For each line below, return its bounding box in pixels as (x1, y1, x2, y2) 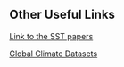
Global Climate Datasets (9, 48, 98, 59)
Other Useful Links (9, 7, 116, 22)
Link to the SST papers (9, 30, 94, 41)
